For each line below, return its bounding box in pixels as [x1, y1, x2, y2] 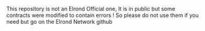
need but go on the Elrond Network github [6, 18, 113, 25]
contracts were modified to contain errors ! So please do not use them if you [6, 12, 199, 19]
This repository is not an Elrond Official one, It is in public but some [6, 5, 176, 12]
